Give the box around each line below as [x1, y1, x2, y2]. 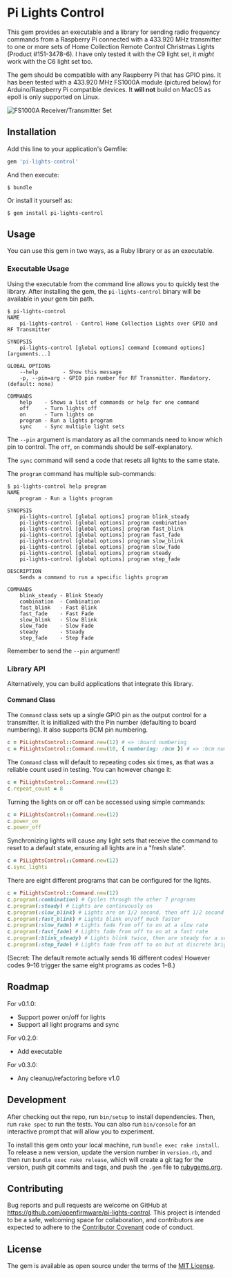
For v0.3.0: [7, 1060, 38, 1068]
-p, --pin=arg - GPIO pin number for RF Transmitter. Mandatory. [19, 374, 212, 382]
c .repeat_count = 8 [7, 785, 64, 792]
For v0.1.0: [7, 999, 37, 1007]
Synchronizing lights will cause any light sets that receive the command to [7, 836, 218, 845]
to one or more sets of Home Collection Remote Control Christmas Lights [7, 42, 215, 51]
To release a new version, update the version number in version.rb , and [7, 1148, 213, 1156]
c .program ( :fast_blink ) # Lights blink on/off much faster [7, 915, 181, 922]
